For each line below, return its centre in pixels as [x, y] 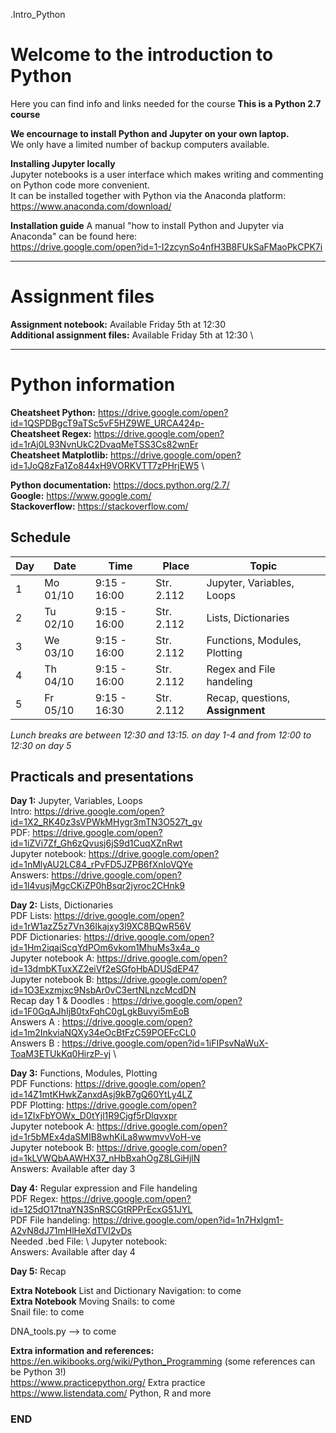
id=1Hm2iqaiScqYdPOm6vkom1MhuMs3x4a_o [105, 948]
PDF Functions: [41, 1084]
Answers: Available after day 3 [73, 1169]
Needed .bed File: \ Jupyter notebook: [89, 1241]
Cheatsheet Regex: [51, 433]
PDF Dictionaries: [46, 937]
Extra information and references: [82, 1351]
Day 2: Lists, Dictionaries [62, 905]
